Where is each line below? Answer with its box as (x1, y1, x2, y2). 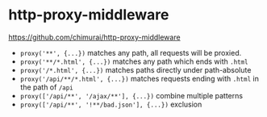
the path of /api (19, 82, 74, 92)
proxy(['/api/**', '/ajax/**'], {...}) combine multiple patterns (19, 90, 244, 100)
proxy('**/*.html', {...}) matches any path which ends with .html (19, 56, 248, 66)
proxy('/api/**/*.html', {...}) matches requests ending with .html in (19, 73, 260, 83)
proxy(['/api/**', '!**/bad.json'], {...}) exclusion (19, 99, 202, 109)
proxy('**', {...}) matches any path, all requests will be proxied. (19, 48, 242, 57)
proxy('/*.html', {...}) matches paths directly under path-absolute (19, 65, 252, 74)
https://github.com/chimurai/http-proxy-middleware (8, 32, 181, 42)
